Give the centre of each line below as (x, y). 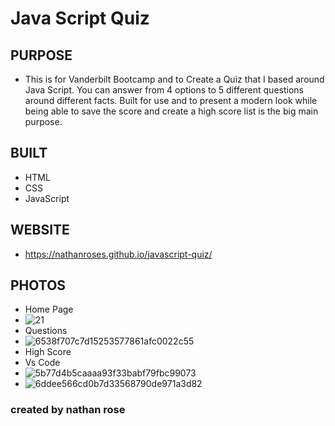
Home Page (49, 309)
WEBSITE (40, 230)
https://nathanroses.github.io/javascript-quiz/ (118, 254)
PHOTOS (38, 285)
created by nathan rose (68, 410)
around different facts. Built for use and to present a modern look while (171, 100)
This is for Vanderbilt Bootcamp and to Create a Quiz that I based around (174, 79)
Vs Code (42, 363)
